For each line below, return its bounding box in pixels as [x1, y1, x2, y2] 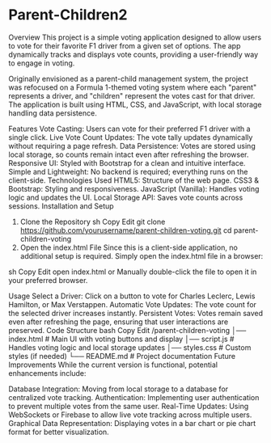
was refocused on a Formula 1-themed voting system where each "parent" [8, 82, 257, 92]
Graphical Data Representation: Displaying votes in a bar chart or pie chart [8, 418, 256, 428]
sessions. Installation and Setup [8, 200, 115, 211]
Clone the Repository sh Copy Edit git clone [19, 217, 166, 226]
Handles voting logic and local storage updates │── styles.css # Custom [8, 342, 252, 352]
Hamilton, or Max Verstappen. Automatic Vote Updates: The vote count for [8, 299, 257, 309]
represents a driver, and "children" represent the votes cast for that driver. [8, 91, 256, 100]
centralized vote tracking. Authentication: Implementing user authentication [8, 392, 260, 402]
